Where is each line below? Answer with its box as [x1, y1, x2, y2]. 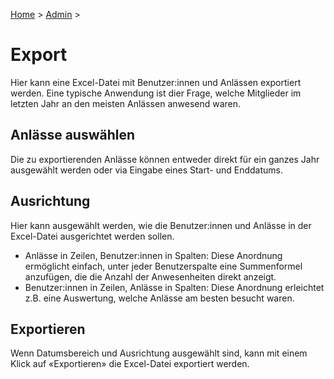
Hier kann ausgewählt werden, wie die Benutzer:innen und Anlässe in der [10, 219, 312, 231]
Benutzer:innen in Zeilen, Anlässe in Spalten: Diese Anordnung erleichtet [24, 281, 325, 293]
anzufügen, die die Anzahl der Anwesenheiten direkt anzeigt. [24, 270, 277, 283]
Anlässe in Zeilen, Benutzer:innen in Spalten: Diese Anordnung [24, 249, 283, 261]
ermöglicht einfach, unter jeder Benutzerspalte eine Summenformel [24, 260, 303, 272]
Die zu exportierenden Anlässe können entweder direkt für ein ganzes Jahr [10, 153, 320, 165]
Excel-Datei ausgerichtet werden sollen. [10, 230, 175, 242]
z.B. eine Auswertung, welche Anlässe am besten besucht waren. [24, 292, 295, 304]
